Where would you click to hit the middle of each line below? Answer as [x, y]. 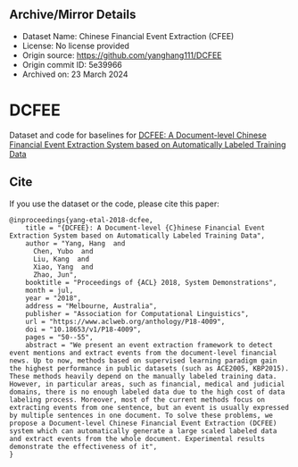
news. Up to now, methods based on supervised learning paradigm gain [143, 361]
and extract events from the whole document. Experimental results [137, 438]
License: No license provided [75, 46]
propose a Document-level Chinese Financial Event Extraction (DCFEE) [143, 423]
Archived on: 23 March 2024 [75, 74]
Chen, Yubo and [63, 251]
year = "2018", [54, 298]
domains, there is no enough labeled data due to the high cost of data [147, 392]
